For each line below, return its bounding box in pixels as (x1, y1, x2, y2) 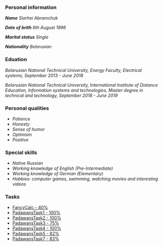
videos (12, 181, 26, 187)
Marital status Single (5, 34, 49, 40)
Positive (12, 137, 29, 143)
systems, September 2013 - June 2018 (5, 72, 84, 78)
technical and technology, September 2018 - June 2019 (5, 92, 118, 98)
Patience (12, 116, 31, 122)
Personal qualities (5, 105, 49, 112)
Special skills (5, 149, 37, 156)
